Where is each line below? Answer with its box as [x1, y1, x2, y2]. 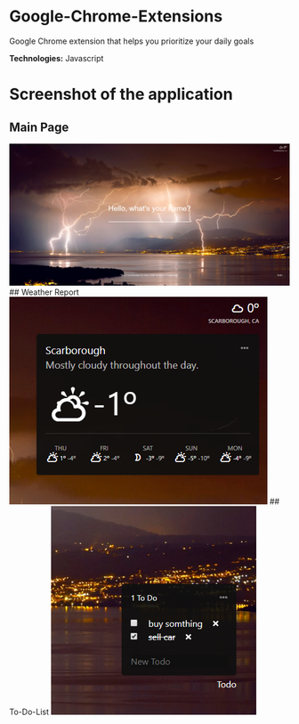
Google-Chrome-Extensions [9, 6, 223, 27]
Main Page [9, 119, 69, 134]
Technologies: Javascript [9, 53, 104, 63]
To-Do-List [9, 706, 49, 717]
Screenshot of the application [9, 85, 233, 104]
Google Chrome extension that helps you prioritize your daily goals [9, 36, 255, 46]
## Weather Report [9, 287, 80, 297]
